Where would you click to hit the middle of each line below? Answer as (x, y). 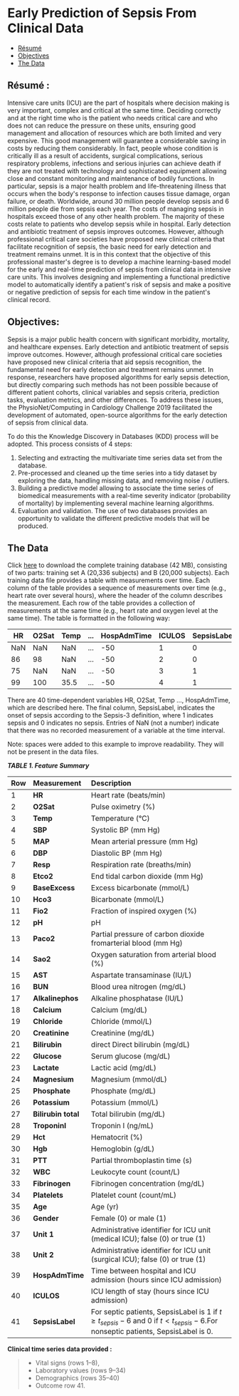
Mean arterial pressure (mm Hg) (145, 842)
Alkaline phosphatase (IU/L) (138, 998)
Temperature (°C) (121, 819)
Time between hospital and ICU (144, 1271)
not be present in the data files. (53, 752)
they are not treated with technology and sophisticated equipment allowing (117, 171)
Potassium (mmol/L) (125, 1102)
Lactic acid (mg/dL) (124, 1068)
